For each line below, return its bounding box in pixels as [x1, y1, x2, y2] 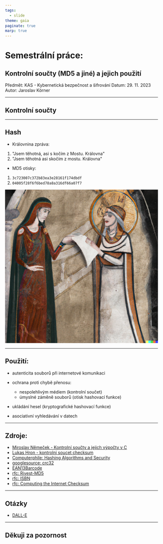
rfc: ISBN [12, 475, 31, 482]
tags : [5, 8, 16, 13]
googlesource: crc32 [12, 460, 54, 466]
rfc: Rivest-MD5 [12, 470, 44, 476]
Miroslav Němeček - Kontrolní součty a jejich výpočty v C [12, 445, 127, 450]
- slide [9, 13, 25, 18]
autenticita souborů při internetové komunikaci [12, 370, 105, 376]
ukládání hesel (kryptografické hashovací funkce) [12, 403, 111, 409]
